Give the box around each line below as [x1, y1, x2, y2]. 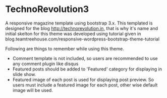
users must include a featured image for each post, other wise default [12, 81, 158, 88]
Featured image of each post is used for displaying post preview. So [12, 76, 154, 82]
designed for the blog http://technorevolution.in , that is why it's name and [5, 25, 158, 31]
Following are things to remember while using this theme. [5, 45, 125, 51]
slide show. [12, 71, 36, 77]
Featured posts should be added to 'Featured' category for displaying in [12, 66, 162, 72]
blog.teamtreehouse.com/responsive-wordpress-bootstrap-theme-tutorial [5, 36, 160, 42]
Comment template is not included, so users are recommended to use [12, 55, 158, 61]
